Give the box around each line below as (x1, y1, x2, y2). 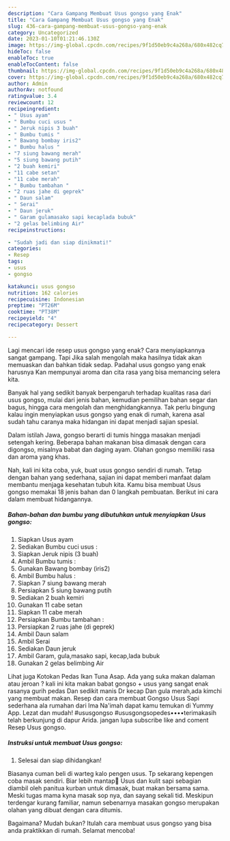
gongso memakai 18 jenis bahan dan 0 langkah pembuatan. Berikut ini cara (8, 488, 219, 496)
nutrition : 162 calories (8, 289, 78, 297)
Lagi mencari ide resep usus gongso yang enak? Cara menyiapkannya (8, 346, 205, 354)
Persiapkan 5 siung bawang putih (17, 586, 112, 594)
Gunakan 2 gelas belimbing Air (17, 659, 104, 667)
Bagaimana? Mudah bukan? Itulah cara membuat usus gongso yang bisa (8, 819, 212, 827)
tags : (8, 258, 23, 265)
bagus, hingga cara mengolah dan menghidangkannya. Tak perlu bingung (8, 403, 216, 411)
